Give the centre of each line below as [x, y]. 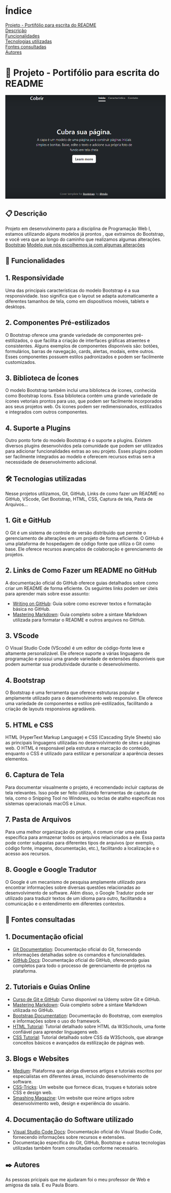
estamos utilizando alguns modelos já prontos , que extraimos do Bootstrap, [85, 234]
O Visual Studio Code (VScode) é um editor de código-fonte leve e [75, 648]
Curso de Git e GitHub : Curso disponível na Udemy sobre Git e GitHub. [87, 999]
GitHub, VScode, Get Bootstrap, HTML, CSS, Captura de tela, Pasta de [79, 499]
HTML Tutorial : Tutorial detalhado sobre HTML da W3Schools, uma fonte [89, 1026]
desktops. [16, 307]
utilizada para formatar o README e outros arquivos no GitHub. [79, 619]
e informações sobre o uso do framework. [57, 1021]
